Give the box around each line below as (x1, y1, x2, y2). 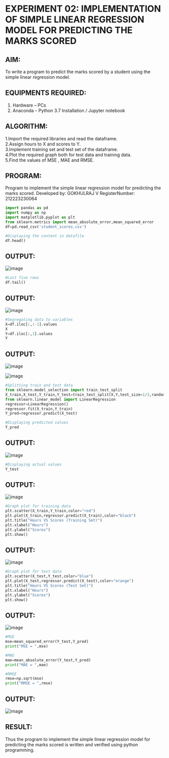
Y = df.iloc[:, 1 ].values (5, 331, 53, 336)
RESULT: (5, 723, 33, 731)
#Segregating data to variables (5, 317, 73, 322)
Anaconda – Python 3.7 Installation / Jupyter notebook (12, 107, 125, 114)
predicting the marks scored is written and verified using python (5, 741, 138, 747)
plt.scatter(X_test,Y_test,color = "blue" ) (5, 574, 94, 579)
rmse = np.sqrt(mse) (5, 676, 44, 681)
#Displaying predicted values (5, 420, 69, 425)
